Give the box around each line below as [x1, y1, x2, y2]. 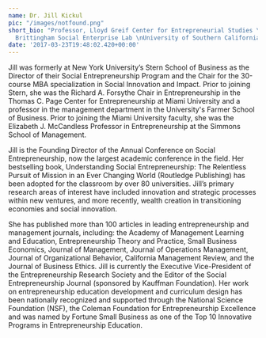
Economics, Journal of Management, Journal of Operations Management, [8, 245, 249, 254]
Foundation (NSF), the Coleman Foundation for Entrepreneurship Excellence [8, 304, 256, 313]
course [8, 80, 32, 89]
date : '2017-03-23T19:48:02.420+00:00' [8, 41, 140, 49]
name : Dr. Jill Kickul [8, 11, 83, 20]
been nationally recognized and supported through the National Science [8, 295, 244, 305]
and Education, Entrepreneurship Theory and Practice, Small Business [8, 237, 237, 246]
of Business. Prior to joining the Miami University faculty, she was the [8, 113, 234, 123]
